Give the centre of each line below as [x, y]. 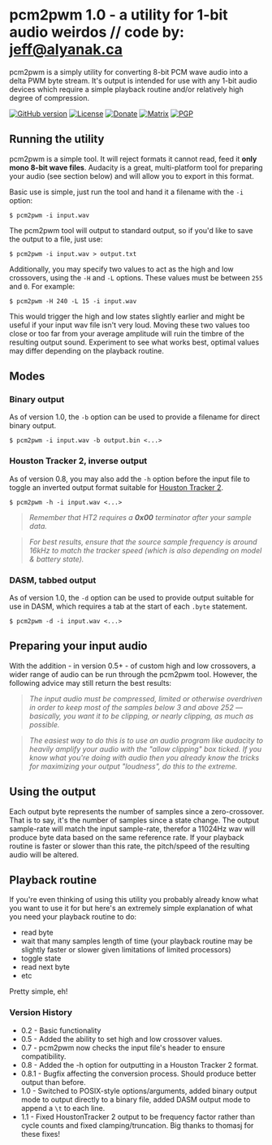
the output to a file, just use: [56, 239]
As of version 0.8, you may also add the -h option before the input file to [130, 479]
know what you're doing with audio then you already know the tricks [144, 757]
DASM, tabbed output [53, 580]
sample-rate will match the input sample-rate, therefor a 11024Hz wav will [132, 828]
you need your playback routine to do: [73, 917]
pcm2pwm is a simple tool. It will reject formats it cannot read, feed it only [133, 158]
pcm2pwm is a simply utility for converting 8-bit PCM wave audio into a [129, 72]
